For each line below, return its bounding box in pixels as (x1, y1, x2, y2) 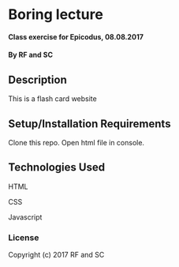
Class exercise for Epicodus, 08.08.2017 (8, 32, 144, 41)
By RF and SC (8, 50, 54, 60)
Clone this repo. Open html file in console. (8, 138, 144, 147)
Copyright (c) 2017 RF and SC (8, 250, 105, 260)
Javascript (8, 212, 43, 222)
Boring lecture (8, 6, 104, 24)
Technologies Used (8, 160, 105, 175)
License (8, 231, 39, 243)
